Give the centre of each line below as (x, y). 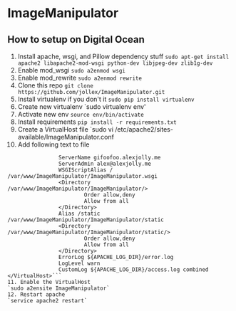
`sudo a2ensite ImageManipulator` (59, 288)
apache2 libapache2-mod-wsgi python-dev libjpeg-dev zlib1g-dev (115, 63)
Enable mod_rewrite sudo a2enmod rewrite (80, 78)
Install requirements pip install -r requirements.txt (97, 122)
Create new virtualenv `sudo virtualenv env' (82, 107)
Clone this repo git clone (56, 85)
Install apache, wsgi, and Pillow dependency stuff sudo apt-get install (123, 56)
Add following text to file (53, 144)
